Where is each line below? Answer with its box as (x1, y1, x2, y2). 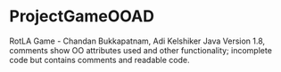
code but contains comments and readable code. (9, 54, 190, 65)
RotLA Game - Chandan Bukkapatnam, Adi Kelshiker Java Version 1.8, (9, 36, 266, 46)
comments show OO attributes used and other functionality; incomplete (9, 44, 272, 55)
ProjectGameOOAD (9, 6, 154, 27)
